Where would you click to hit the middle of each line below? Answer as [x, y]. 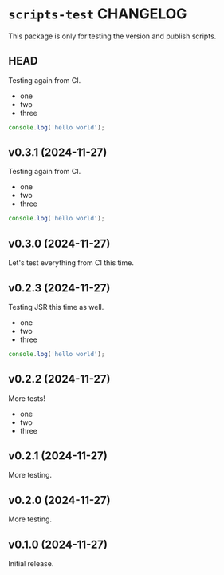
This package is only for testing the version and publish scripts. [112, 36]
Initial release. [31, 564]
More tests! [27, 398]
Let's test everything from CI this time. [71, 263]
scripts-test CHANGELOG [98, 14]
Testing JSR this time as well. [56, 307]
